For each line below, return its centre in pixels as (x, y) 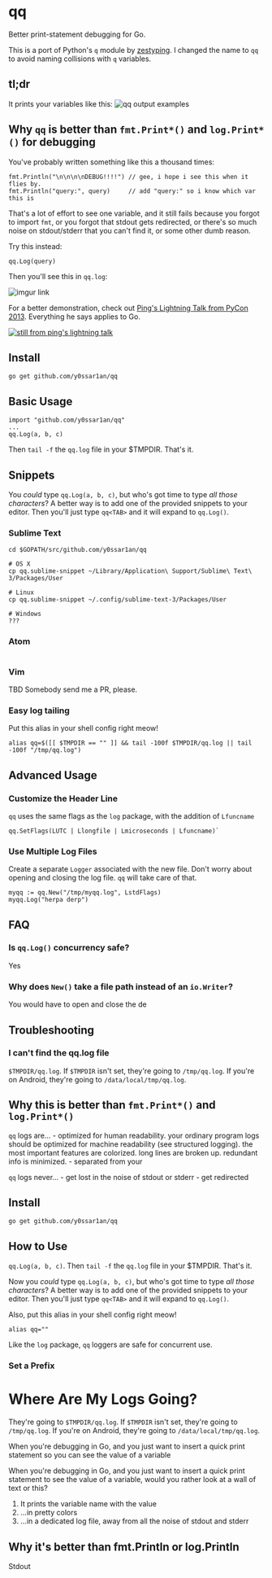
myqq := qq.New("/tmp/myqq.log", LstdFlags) (85, 893)
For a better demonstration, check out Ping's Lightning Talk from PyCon (129, 308)
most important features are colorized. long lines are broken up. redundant (133, 1152)
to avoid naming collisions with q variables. (80, 59)
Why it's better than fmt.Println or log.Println (124, 1547)
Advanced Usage (53, 775)
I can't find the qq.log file (59, 1053)
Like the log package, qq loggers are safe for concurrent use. (110, 1344)
